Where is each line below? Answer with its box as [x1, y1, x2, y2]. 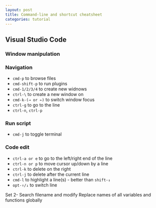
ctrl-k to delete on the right [12, 166, 71, 172]
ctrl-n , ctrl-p [12, 107, 43, 113]
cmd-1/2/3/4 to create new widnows [12, 86, 87, 92]
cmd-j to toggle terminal [12, 131, 62, 137]
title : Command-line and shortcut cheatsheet [5, 12, 102, 17]
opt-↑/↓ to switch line [12, 182, 57, 188]
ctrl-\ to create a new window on [12, 91, 84, 97]
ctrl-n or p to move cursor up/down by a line [12, 160, 109, 166]
